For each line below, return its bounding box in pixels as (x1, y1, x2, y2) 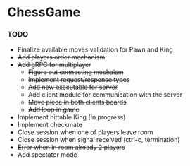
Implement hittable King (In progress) (17, 113, 126, 121)
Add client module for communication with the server (27, 90, 183, 99)
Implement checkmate (17, 121, 83, 129)
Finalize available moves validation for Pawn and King (17, 45, 174, 54)
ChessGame (7, 4, 81, 20)
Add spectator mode (17, 150, 77, 159)
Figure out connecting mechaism (27, 68, 124, 76)
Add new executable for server (27, 83, 118, 92)
